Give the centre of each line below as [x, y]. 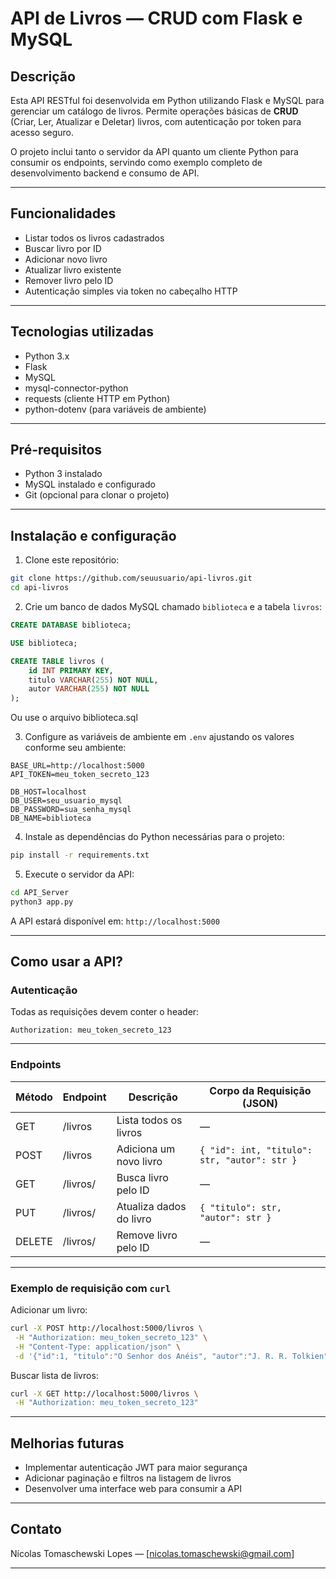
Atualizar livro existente [73, 269]
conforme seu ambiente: [75, 748]
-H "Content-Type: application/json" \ [98, 1347]
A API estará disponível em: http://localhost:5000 [115, 921]
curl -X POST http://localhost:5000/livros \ [106, 1328]
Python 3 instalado [63, 474]
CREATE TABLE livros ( [57, 661]
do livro [134, 1219]
